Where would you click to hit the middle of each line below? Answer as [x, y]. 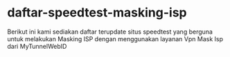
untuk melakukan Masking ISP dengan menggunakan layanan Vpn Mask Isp [115, 38]
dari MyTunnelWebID [37, 46]
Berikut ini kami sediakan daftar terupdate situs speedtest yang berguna [110, 32]
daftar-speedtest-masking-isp [97, 13]
